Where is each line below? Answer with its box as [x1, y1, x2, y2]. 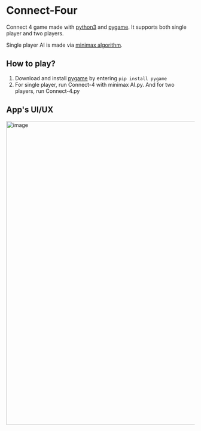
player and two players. [6, 29, 64, 37]
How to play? [6, 59, 56, 69]
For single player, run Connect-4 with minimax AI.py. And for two [14, 81, 175, 88]
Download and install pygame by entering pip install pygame [14, 74, 167, 81]
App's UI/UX [6, 105, 54, 115]
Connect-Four [6, 4, 78, 17]
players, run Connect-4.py [14, 87, 80, 95]
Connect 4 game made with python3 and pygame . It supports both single [6, 23, 187, 31]
